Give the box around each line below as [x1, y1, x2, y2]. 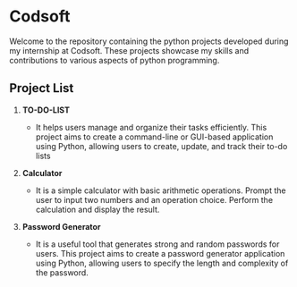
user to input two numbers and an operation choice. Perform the [35, 194, 274, 205]
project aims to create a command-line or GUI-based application [35, 131, 274, 142]
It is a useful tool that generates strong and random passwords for [35, 239, 280, 249]
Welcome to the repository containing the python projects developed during [9, 36, 289, 46]
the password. [35, 266, 89, 278]
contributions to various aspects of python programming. [9, 55, 220, 65]
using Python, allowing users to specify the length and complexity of [35, 257, 289, 268]
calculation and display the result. [35, 204, 160, 215]
